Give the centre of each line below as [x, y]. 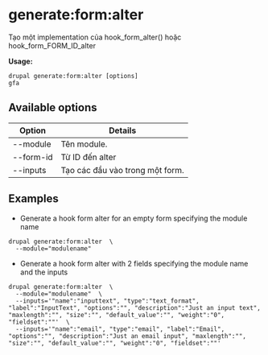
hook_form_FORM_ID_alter [52, 45]
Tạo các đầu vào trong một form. [123, 170]
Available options [53, 107]
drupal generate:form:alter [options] [73, 76]
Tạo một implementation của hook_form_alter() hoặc [95, 37]
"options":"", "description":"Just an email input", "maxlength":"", [128, 336]
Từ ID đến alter [89, 157]
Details [122, 130]
